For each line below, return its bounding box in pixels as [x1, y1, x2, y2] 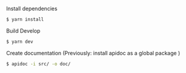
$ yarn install [6, 17, 44, 23]
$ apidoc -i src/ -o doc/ [6, 61, 71, 67]
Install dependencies [6, 5, 58, 12]
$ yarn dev [6, 39, 33, 45]
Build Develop [6, 27, 41, 34]
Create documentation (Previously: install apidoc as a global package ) [6, 49, 181, 56]
